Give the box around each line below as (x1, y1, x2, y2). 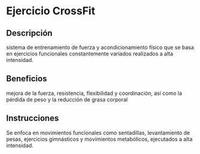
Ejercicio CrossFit (6, 4, 96, 18)
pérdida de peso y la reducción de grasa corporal (6, 96, 128, 103)
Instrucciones (6, 113, 59, 124)
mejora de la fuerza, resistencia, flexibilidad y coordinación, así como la (6, 90, 182, 97)
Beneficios (6, 73, 47, 84)
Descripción (6, 28, 53, 38)
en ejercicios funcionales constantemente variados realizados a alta (6, 50, 174, 57)
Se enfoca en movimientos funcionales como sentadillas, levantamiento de (6, 129, 190, 136)
